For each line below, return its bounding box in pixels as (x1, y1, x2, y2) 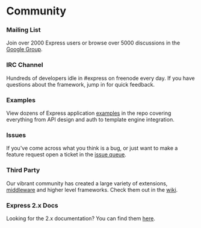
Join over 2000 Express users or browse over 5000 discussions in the (6, 39, 181, 46)
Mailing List (6, 26, 41, 34)
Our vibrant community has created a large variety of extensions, (6, 179, 168, 187)
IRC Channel (6, 61, 43, 69)
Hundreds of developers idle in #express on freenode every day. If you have (6, 74, 196, 82)
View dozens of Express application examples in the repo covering (6, 109, 172, 117)
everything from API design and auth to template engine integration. (6, 116, 175, 123)
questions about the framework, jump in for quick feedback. (6, 81, 155, 88)
